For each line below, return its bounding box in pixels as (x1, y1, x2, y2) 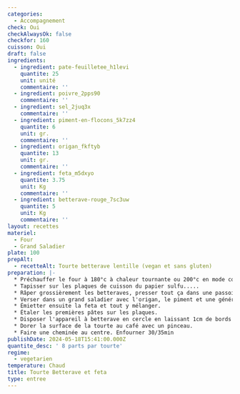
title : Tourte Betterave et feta (7, 369, 107, 376)
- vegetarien (14, 355, 53, 363)
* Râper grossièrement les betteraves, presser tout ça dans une (14, 289, 213, 296)
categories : (7, 10, 43, 18)
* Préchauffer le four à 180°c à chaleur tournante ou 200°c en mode (14, 276, 225, 283)
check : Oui (7, 24, 40, 31)
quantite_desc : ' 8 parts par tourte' (7, 342, 123, 350)
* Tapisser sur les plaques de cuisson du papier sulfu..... (14, 283, 200, 290)
